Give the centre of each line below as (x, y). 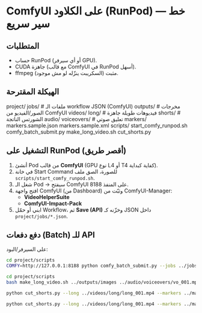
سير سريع (28, 24)
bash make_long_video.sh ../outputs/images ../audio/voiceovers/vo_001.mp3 (103, 282)
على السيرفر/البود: (27, 249)
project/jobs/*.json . (41, 216)
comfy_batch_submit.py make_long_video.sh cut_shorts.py (79, 132)
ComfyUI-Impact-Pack (53, 203)
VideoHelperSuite (47, 197)
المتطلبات (23, 46)
